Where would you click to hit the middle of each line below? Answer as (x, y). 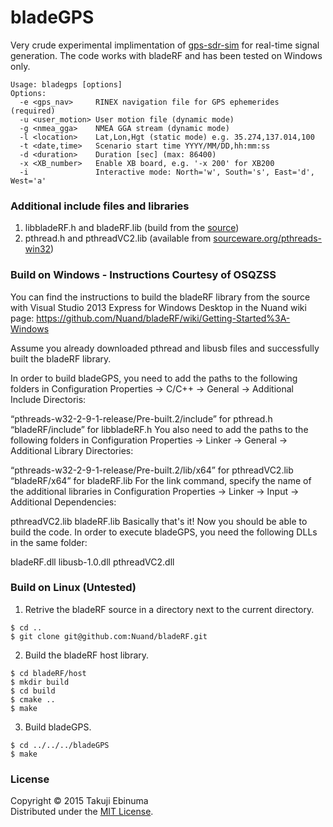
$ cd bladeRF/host (48, 673)
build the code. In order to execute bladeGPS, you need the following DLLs (164, 532)
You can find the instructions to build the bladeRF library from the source (160, 297)
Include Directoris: (48, 399)
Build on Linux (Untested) (73, 588)
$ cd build (33, 691)
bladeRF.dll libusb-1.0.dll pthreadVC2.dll (92, 562)
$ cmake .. (33, 699)
